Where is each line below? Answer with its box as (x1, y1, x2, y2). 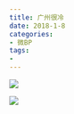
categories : (9, 29, 53, 38)
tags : (9, 46, 29, 55)
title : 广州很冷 (9, 12, 64, 22)
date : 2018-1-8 (9, 21, 66, 30)
